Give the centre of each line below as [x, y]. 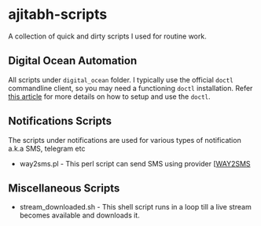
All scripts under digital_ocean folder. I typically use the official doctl [121, 79]
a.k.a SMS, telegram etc [47, 148]
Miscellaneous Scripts [64, 188]
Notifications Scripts [60, 121]
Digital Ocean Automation [73, 61]
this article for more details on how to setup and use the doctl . [109, 97]
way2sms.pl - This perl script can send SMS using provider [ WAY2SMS [135, 163]
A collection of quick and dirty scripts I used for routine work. [107, 36]
